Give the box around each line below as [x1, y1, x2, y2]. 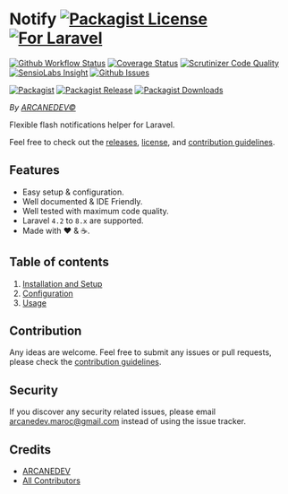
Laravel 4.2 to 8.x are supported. [21, 215, 145, 226]
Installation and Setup [21, 278, 103, 289]
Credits [9, 442, 52, 457]
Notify [9, 9, 57, 30]
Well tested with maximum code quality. [21, 205, 170, 216]
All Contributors [21, 475, 80, 486]
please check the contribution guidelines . [9, 357, 162, 368]
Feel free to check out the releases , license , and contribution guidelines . [9, 136, 275, 147]
